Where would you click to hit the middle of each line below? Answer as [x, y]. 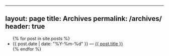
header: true [25, 27]
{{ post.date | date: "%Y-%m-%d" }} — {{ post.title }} [68, 44]
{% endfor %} [27, 49]
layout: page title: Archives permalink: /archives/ [83, 19]
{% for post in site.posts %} [41, 38]
